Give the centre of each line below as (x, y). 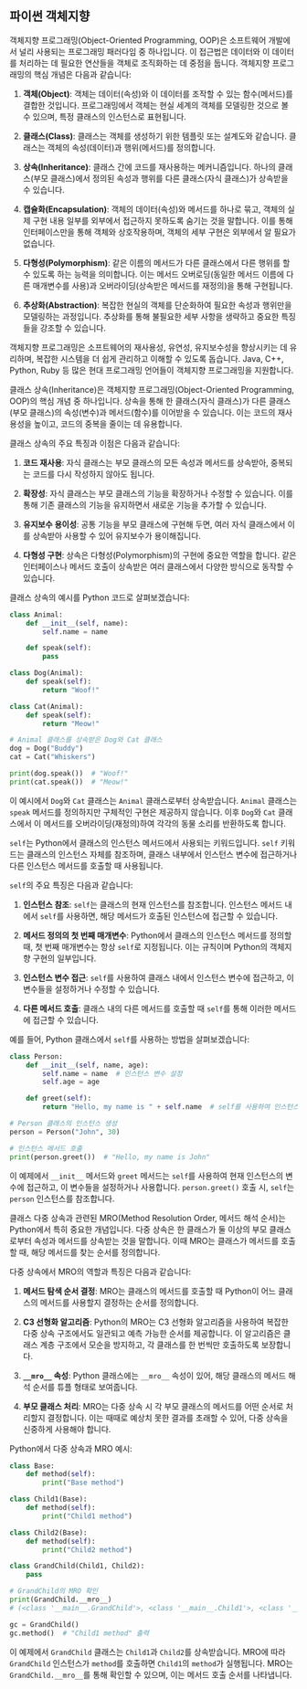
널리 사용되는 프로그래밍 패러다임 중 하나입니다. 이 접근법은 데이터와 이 (144, 51)
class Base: (32, 1466)
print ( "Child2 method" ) (87, 1550)
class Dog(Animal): (47, 673)
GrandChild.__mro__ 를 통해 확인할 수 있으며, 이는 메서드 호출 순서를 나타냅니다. (151, 1674)
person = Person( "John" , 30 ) (65, 1132)
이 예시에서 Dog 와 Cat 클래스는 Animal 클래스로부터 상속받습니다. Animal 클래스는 (153, 800)
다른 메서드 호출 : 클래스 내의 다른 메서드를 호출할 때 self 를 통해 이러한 (147, 1008)
